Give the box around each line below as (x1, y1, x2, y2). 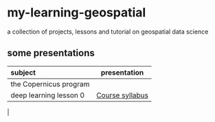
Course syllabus (95, 90, 149, 100)
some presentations (7, 47, 95, 59)
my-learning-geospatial (7, 5, 146, 21)
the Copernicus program (10, 79, 90, 88)
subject (10, 67, 36, 77)
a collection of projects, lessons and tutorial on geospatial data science (7, 27, 209, 36)
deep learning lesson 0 (10, 90, 84, 100)
